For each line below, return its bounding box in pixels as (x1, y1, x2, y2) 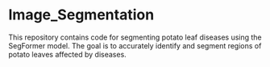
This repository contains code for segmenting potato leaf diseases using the (8, 32, 262, 42)
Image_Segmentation (8, 6, 155, 24)
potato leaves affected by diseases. (8, 49, 127, 59)
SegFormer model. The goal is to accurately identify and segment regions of (8, 40, 262, 50)
